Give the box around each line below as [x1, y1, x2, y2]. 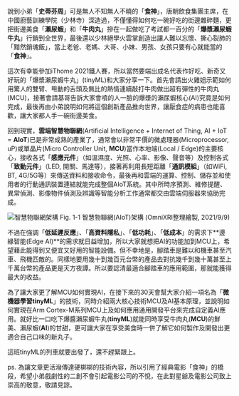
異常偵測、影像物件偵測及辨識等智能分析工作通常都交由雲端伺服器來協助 [7, 189, 219, 197]
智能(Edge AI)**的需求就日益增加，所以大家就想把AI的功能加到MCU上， [13, 237, 224, 245]
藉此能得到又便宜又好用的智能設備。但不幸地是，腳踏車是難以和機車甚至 [13, 246, 225, 254]
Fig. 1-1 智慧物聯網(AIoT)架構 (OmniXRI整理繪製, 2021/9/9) [59, 213, 230, 221]
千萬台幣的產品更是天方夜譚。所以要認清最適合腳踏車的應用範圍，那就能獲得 [7, 264, 232, 272]
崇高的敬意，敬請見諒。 [7, 381, 76, 389]
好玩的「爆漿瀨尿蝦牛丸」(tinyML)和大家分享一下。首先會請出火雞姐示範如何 [7, 76, 231, 84]
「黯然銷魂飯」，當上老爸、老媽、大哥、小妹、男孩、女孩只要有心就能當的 [7, 43, 223, 51]
